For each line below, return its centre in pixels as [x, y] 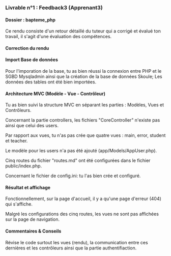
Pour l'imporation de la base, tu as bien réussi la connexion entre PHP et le [83, 71]
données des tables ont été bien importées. [51, 82]
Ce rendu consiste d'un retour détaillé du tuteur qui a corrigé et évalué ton [83, 31]
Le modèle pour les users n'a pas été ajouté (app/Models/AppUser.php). [81, 151]
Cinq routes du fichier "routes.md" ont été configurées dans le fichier [78, 161]
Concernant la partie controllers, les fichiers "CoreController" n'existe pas [83, 120]
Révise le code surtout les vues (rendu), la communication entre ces [77, 242]
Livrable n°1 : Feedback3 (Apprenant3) [54, 8]
